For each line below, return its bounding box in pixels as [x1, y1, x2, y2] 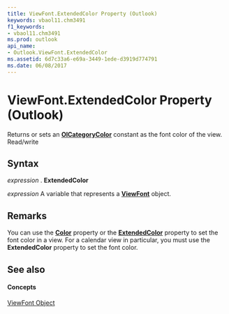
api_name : [7, 43, 36, 50]
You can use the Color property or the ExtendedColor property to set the [7, 228, 219, 237]
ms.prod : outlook [7, 36, 58, 43]
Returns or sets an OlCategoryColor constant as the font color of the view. [7, 130, 222, 138]
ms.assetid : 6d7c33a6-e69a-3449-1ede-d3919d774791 [7, 56, 158, 63]
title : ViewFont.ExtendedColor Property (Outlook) [7, 10, 158, 17]
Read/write [7, 137, 39, 146]
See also [7, 263, 45, 276]
